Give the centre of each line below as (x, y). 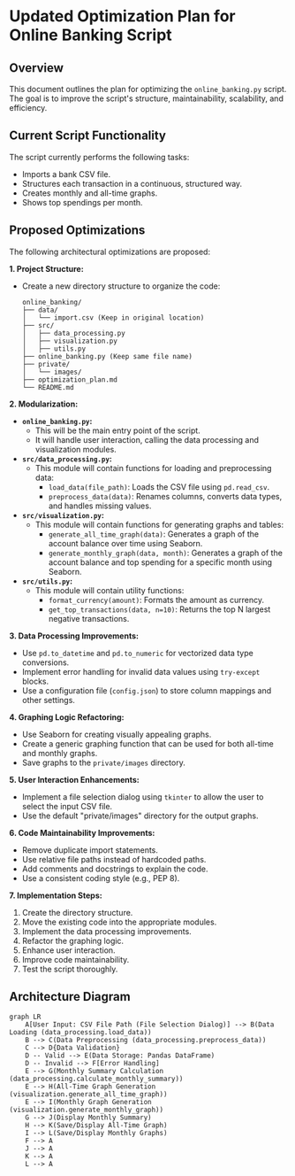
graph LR (25, 1017)
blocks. (35, 681)
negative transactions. (89, 618)
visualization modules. (76, 449)
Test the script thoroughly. (70, 969)
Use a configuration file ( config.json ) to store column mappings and (147, 690)
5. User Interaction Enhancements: (74, 779)
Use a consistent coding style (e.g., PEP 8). (101, 878)
